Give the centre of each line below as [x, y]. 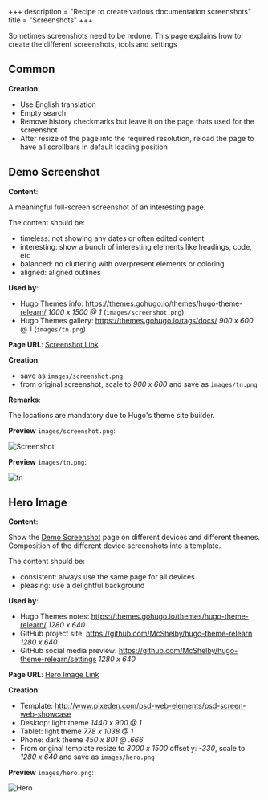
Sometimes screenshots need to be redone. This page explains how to [125, 36]
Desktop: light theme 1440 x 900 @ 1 [81, 723]
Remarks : [25, 400]
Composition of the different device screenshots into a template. [115, 546]
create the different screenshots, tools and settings [93, 44]
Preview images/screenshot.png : [62, 430]
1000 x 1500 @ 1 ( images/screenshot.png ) [116, 311]
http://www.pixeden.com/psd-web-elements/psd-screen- [150, 706]
